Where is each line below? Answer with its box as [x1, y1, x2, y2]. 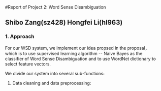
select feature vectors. [5, 61, 51, 67]
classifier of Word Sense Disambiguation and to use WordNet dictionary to [5, 56, 156, 61]
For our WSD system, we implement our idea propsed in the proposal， [5, 45, 150, 51]
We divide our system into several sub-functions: [5, 70, 105, 76]
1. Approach [5, 33, 34, 40]
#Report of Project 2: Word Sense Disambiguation [5, 4, 106, 10]
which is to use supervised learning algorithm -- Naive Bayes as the [5, 50, 143, 56]
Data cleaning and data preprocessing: [12, 80, 91, 86]
